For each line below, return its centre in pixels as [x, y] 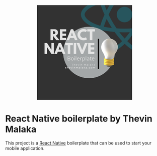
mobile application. [25, 148]
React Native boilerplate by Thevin [79, 119]
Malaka [21, 129]
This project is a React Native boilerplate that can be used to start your [78, 143]
